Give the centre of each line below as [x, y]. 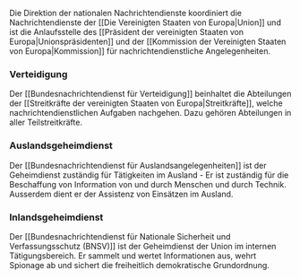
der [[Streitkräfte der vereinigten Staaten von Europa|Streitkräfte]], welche [146, 103]
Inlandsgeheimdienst [56, 217]
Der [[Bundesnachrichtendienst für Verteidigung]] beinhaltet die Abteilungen [150, 94]
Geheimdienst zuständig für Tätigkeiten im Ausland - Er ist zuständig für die [149, 175]
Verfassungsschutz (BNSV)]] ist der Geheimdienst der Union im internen [143, 246]
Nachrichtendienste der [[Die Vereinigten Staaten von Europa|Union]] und [146, 22]
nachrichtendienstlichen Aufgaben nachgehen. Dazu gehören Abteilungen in [150, 113]
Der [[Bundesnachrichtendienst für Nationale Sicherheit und [120, 236]
